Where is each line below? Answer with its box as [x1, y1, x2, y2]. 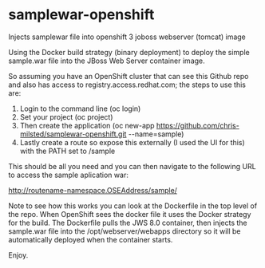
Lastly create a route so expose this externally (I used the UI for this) [19, 137, 245, 147]
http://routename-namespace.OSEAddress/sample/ [8, 185, 178, 195]
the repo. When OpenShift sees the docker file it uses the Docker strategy [8, 209, 251, 219]
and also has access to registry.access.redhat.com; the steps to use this [8, 80, 246, 89]
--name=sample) [128, 129, 184, 139]
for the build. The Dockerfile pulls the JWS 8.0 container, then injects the [8, 218, 247, 227]
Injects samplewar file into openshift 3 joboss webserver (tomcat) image [8, 32, 246, 41]
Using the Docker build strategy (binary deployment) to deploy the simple [8, 47, 250, 57]
